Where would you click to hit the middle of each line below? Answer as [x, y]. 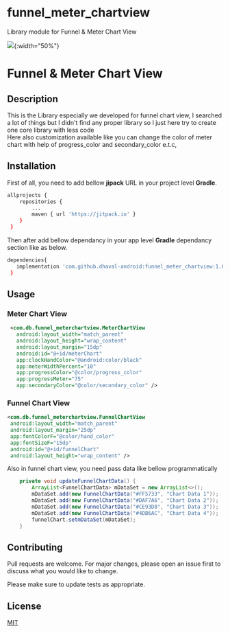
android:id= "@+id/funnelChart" [54, 449]
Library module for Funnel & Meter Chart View [72, 32]
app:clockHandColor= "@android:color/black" [79, 360]
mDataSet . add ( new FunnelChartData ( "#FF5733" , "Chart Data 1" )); [125, 494]
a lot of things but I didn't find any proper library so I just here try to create [112, 122]
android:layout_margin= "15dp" [59, 347]
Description [33, 99]
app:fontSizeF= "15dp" [41, 443]
